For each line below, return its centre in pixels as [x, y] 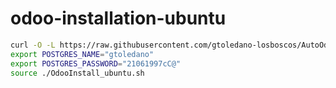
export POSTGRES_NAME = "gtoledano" [82, 54]
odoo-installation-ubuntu [118, 18]
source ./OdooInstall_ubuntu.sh [77, 73]
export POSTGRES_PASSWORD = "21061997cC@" [96, 63]
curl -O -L [33, 45]
